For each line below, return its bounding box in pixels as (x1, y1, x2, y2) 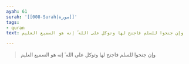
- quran (6, 24, 25, 31)
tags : (6, 19, 19, 25)
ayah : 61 (6, 8, 28, 15)
